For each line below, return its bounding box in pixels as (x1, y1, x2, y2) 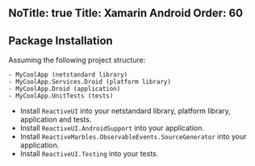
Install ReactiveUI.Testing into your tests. (19, 149, 159, 159)
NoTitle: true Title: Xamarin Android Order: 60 (8, 6, 244, 20)
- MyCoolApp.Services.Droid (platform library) (8, 78, 172, 86)
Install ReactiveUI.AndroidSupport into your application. (19, 123, 204, 133)
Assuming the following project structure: (8, 56, 146, 65)
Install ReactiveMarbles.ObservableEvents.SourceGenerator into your (19, 132, 247, 142)
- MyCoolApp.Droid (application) (8, 85, 121, 93)
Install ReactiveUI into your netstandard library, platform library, (19, 106, 232, 116)
